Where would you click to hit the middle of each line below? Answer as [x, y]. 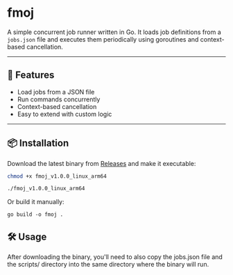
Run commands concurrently [59, 99]
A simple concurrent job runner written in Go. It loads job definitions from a [114, 32]
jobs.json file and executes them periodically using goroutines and [103, 39]
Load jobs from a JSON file [56, 92]
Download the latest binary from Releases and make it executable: [102, 163]
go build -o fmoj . [35, 215]
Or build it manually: [36, 202]
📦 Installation [38, 143]
